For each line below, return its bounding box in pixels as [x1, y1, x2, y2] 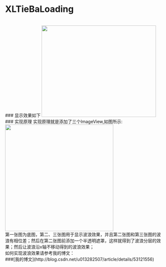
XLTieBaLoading [5, 3, 74, 15]
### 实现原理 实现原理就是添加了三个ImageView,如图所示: [5, 118, 123, 125]
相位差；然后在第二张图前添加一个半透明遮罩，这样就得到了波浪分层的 [13, 237, 157, 244]
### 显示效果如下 [5, 112, 41, 118]
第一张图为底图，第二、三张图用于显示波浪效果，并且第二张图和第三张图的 [5, 231, 157, 237]
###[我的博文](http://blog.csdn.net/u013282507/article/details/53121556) [5, 256, 155, 262]
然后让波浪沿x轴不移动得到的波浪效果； [13, 244, 94, 250]
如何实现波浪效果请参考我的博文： [5, 250, 75, 256]
